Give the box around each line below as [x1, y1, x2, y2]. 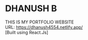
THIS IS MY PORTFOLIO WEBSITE [5, 19, 74, 25]
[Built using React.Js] [5, 29, 48, 35]
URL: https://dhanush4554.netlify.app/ [5, 24, 83, 30]
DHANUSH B [5, 3, 58, 14]
